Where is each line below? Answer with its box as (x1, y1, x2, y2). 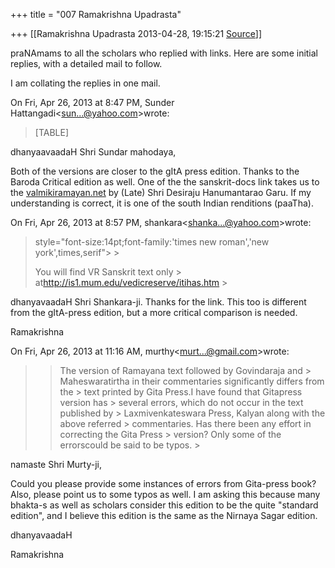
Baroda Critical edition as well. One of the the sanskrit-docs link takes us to (10, 176, 320, 188)
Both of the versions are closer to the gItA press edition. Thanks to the (10, 165, 300, 177)
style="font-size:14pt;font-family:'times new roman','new (34, 236, 270, 248)
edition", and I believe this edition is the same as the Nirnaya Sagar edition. (10, 510, 318, 521)
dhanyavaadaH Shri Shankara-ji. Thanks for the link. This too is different (10, 296, 307, 308)
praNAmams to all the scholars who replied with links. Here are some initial (10, 47, 319, 59)
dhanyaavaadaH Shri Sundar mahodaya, (10, 146, 177, 158)
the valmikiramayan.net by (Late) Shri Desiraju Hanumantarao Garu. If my (10, 187, 312, 198)
